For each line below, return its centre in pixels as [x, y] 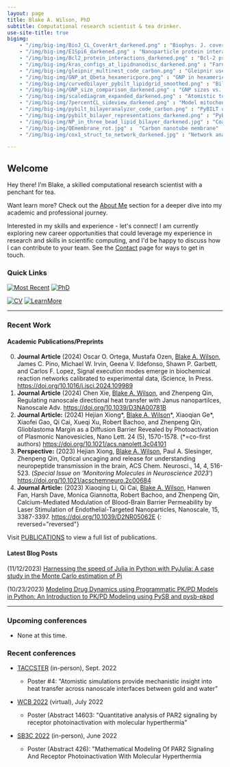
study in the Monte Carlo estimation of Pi [65, 576]
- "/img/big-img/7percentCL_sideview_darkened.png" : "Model [108, 103]
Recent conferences [42, 653]
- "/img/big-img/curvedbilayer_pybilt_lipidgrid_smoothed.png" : [115, 84]
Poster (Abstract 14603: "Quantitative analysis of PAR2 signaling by [122, 715]
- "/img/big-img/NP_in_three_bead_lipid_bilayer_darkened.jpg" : [115, 122]
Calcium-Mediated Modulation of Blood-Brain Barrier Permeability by [114, 502]
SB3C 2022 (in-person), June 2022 [67, 736]
